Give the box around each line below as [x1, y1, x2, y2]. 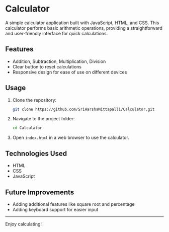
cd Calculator [12, 125, 42, 131]
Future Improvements [5, 188, 74, 196]
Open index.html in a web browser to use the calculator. [12, 134, 129, 141]
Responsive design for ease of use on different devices [12, 69, 127, 75]
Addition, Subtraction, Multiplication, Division [12, 58, 106, 64]
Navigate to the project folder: [12, 116, 75, 122]
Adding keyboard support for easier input [12, 206, 99, 212]
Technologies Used [5, 149, 67, 158]
